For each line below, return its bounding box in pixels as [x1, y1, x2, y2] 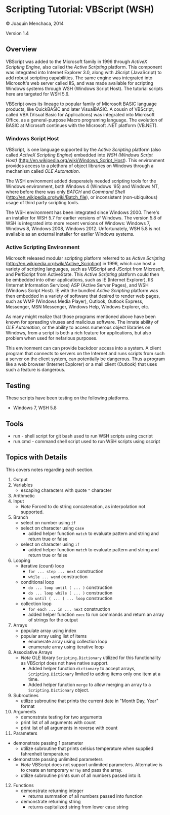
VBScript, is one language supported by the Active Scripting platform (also [6, 146, 161, 153]
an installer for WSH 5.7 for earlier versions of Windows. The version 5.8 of [6, 215, 162, 221]
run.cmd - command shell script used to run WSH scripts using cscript [13, 438, 160, 444]
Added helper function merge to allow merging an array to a [28, 681, 151, 687]
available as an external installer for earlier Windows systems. [6, 231, 135, 237]
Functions [13, 782, 34, 788]
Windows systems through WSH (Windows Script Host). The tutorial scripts [6, 85, 163, 91]
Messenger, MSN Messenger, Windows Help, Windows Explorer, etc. [6, 304, 150, 310]
